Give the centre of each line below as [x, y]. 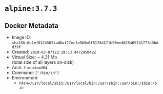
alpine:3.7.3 [31, 9]
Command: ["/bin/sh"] [35, 73]
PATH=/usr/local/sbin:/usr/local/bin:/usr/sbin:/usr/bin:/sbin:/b [88, 83]
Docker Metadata [31, 26]
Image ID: [21, 37]
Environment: [25, 78]
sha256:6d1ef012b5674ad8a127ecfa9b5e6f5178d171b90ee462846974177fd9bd [85, 43]
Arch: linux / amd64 [29, 67]
